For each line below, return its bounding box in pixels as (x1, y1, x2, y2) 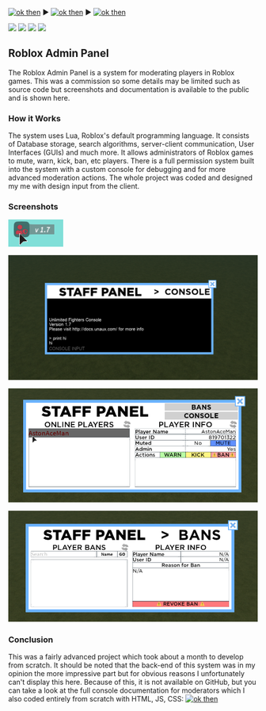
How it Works (8, 113, 61, 124)
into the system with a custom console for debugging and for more (8, 165, 226, 174)
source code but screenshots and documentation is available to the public (8, 84, 249, 94)
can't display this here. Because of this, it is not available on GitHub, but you (8, 677, 256, 686)
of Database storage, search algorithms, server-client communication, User (8, 140, 255, 149)
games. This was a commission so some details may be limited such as (8, 76, 241, 86)
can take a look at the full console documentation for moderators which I (8, 686, 245, 695)
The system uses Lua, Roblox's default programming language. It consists (8, 131, 249, 140)
